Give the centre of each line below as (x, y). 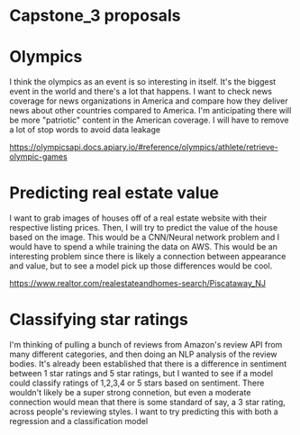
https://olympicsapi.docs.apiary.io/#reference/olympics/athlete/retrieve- (144, 147)
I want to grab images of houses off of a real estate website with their (138, 218)
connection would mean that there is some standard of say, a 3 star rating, (147, 402)
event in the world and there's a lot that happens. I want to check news (141, 92)
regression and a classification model (79, 421)
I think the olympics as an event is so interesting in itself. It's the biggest (143, 82)
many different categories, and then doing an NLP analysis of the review (143, 354)
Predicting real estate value (114, 193)
